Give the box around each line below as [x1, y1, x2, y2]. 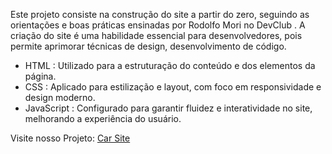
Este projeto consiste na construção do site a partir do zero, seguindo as [10, 9, 310, 20]
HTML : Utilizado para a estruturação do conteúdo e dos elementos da [24, 60, 316, 71]
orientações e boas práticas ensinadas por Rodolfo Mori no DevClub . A [10, 19, 306, 31]
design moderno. [24, 92, 96, 103]
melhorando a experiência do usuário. [24, 113, 182, 124]
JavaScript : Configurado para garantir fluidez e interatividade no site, [24, 102, 313, 114]
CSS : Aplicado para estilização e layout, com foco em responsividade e [24, 81, 322, 93]
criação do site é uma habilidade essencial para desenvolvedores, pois [10, 30, 303, 41]
